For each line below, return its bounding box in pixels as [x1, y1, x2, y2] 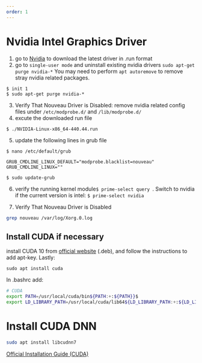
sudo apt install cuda [6, 266, 63, 272]
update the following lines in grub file [14, 136, 107, 144]
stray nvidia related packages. [14, 74, 90, 81]
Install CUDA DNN [6, 320, 97, 333]
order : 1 [6, 8, 28, 15]
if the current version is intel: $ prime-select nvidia [14, 191, 144, 199]
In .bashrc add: [6, 276, 44, 283]
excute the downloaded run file [14, 114, 93, 121]
